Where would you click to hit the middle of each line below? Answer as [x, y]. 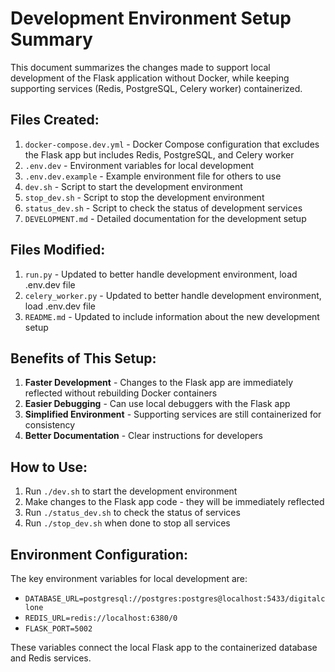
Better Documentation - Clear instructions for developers [143, 436]
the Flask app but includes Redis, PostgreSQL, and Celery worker [159, 154]
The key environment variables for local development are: [129, 578]
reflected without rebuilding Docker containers [121, 393]
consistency [50, 425]
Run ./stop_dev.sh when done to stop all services [127, 523]
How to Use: [49, 467]
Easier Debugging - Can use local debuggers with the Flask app [157, 404]
